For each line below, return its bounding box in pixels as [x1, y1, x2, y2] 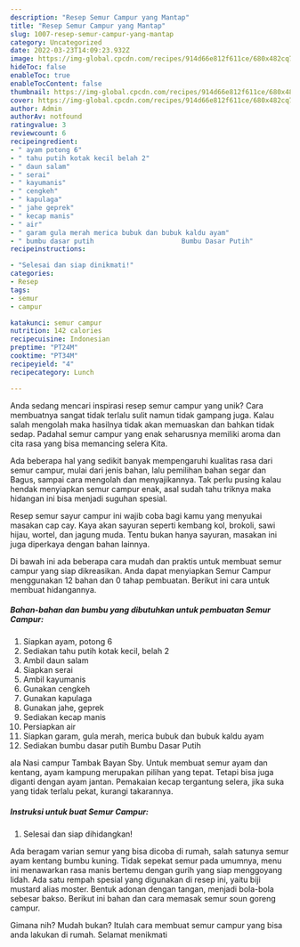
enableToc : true [10, 71, 70, 80]
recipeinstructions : [10, 245, 87, 254]
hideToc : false [10, 63, 67, 72]
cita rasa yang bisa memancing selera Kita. [10, 438, 168, 449]
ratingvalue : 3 [10, 121, 67, 130]
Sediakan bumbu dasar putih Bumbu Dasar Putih [22, 741, 201, 751]
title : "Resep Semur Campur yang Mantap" [10, 21, 166, 30]
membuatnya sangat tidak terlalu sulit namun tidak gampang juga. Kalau [10, 409, 274, 420]
